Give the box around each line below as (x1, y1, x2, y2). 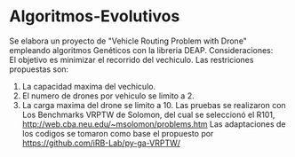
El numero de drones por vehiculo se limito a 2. (21, 90, 195, 101)
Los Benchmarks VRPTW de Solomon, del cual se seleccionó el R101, (21, 109, 275, 120)
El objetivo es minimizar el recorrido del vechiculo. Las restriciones (9, 54, 254, 65)
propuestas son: (9, 64, 69, 75)
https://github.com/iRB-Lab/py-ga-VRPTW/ (21, 137, 180, 148)
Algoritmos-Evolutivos (9, 6, 180, 27)
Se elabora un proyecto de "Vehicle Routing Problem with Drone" (9, 35, 247, 46)
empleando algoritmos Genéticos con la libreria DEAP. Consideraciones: (9, 44, 274, 55)
